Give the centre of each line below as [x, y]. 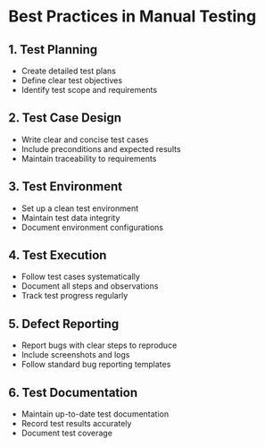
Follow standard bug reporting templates [96, 365]
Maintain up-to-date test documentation [95, 414]
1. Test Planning [53, 50]
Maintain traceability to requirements [89, 158]
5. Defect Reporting [64, 324]
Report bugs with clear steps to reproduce [99, 345]
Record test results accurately [76, 424]
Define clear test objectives [71, 80]
